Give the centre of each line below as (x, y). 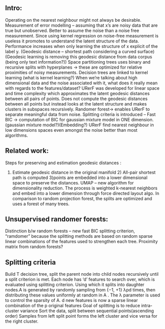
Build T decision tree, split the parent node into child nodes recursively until (82, 274)
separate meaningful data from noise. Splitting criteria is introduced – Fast (81, 114)
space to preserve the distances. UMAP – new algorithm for (73, 183)
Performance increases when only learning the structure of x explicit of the (82, 46)
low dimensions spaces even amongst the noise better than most (71, 130)
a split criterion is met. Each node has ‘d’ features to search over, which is (80, 279)
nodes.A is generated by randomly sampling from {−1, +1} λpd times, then (80, 290)
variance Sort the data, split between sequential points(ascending (87, 311)
